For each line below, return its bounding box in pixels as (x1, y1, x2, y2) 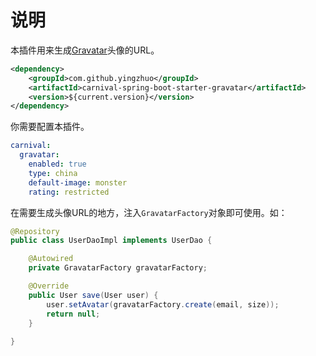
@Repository (10, 226, 60, 236)
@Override (28, 281, 70, 291)
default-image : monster (28, 177, 128, 188)
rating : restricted (28, 187, 110, 197)
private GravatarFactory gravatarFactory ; (28, 263, 208, 273)
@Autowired (28, 254, 74, 264)
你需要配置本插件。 (10, 121, 90, 133)
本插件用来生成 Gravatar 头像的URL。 (10, 44, 160, 56)
